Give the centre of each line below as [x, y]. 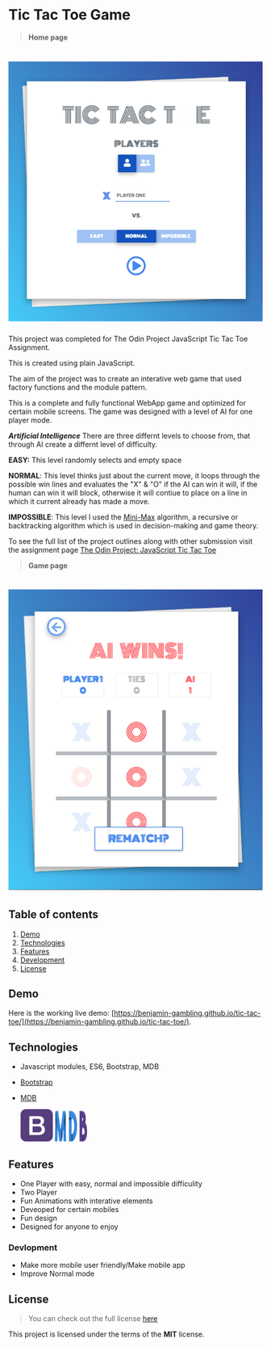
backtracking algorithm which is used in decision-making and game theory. [133, 525]
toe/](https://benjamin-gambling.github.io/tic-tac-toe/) [99, 1022]
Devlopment [33, 1248]
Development [42, 960]
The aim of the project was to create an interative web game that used [125, 378]
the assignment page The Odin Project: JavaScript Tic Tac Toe [112, 549]
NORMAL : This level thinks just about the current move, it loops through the [134, 475]
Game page [48, 565]
